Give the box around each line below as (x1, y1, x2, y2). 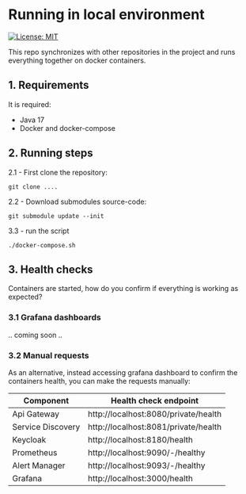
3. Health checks (8, 262, 93, 276)
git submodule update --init (8, 212, 104, 220)
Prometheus (12, 446, 58, 458)
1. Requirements (8, 79, 89, 92)
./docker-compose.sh (8, 241, 77, 249)
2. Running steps (8, 147, 93, 160)
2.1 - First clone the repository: (8, 167, 108, 177)
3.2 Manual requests (8, 350, 89, 361)
